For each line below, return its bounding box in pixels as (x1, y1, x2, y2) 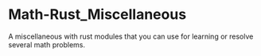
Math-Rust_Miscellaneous (8, 6, 187, 24)
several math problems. (8, 39, 86, 49)
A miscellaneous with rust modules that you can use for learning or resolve (8, 32, 254, 41)
